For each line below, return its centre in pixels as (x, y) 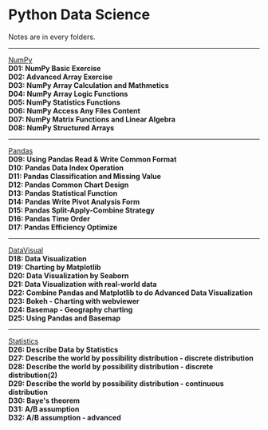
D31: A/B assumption (44, 408)
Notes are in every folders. (52, 37)
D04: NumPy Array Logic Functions (68, 94)
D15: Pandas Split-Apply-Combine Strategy (81, 210)
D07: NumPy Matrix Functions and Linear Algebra (92, 119)
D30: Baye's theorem (44, 400)
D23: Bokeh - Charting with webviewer (74, 301)
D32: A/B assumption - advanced (65, 417)
